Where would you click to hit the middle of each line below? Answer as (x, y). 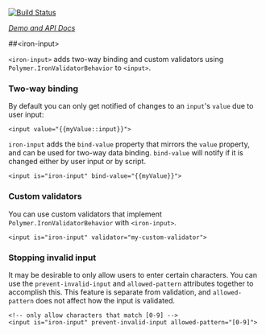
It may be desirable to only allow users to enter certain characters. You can (133, 274)
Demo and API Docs (42, 28)
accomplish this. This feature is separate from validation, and (110, 292)
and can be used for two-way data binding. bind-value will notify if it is (126, 153)
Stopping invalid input (52, 258)
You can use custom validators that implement (85, 214)
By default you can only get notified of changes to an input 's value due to (131, 106)
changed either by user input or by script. (77, 162)
